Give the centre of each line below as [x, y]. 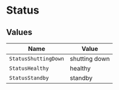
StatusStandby [29, 78]
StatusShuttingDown [37, 59]
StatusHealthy [29, 68]
